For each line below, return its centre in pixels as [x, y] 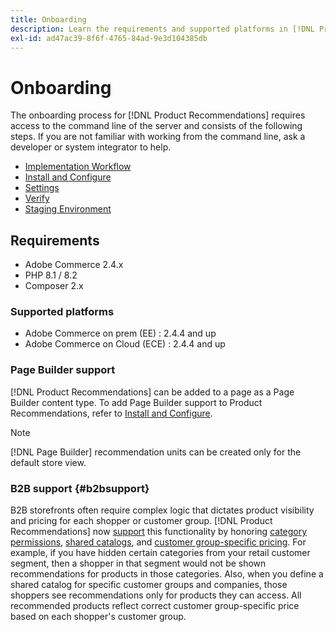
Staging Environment [68, 209]
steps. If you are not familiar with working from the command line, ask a [158, 137]
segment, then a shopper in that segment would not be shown [138, 563]
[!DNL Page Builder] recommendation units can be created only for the [156, 452]
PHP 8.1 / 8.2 [51, 275]
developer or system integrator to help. [91, 147]
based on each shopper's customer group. [98, 617]
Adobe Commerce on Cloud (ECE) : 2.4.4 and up [125, 344]
